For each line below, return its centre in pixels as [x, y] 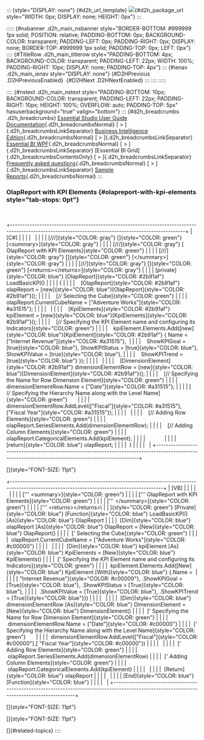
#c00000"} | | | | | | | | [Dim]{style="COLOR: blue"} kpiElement [87, 546]
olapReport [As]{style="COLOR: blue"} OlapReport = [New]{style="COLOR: [101, 527]
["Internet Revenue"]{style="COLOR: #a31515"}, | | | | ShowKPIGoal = [96, 341]
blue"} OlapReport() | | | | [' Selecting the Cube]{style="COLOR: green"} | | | [102, 533]
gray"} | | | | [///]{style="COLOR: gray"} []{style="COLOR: [120, 264]
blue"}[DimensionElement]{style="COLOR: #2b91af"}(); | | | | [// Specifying [102, 374]
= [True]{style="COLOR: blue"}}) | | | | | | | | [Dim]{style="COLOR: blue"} [99, 598]
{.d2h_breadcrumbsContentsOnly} [50, 157]
